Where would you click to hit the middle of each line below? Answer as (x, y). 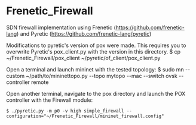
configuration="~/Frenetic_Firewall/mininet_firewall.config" (85, 116)
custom (16, 76)
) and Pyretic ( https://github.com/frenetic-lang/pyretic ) (84, 33)
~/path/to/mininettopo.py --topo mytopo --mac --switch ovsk (102, 76)
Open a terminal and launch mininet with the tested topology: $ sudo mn (95, 69)
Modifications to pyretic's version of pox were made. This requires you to (96, 45)
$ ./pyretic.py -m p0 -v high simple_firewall (65, 111)
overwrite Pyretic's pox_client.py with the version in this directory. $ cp (94, 51)
